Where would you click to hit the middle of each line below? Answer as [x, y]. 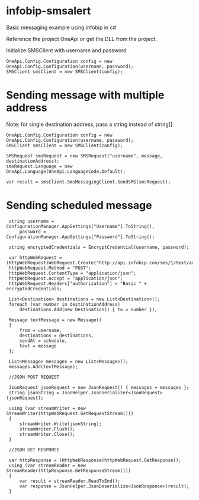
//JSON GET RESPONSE [34, 450]
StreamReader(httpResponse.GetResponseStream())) [69, 470]
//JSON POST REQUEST [34, 377]
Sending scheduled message [79, 205]
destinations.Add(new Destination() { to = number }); [89, 309]
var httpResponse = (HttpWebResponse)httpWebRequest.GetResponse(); [95, 460]
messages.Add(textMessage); [43, 366]
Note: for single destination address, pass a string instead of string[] [89, 124]
